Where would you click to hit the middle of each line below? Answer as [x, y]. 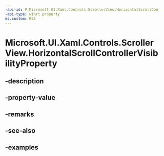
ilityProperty [31, 63]
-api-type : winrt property [32, 14]
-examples [22, 147]
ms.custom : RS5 [20, 18]
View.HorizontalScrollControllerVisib [82, 53]
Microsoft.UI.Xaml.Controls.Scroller [79, 43]
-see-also [20, 131]
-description [24, 81]
